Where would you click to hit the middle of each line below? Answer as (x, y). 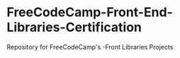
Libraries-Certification (74, 27)
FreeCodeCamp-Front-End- (90, 12)
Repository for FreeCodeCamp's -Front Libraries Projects (90, 47)
